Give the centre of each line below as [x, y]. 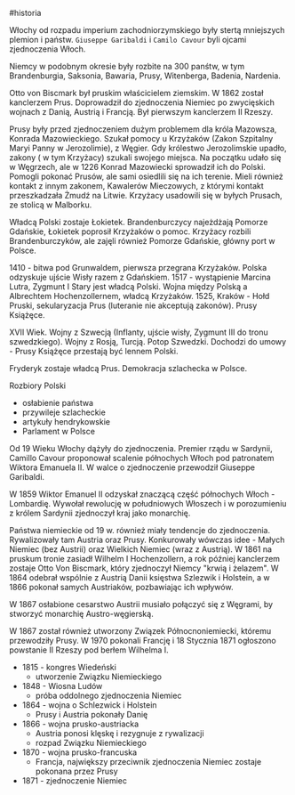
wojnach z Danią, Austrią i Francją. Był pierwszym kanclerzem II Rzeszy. [141, 112]
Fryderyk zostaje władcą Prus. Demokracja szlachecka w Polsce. [128, 368]
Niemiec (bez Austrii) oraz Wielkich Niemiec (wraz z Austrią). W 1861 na [141, 549]
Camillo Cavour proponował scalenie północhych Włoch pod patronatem [142, 458]
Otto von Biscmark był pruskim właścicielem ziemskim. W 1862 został [136, 93]
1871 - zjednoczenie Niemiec [74, 781]
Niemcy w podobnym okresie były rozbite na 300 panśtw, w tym [127, 66]
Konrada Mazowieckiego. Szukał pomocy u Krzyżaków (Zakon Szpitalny [141, 138]
